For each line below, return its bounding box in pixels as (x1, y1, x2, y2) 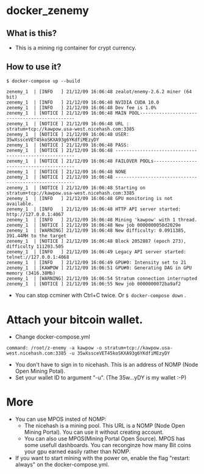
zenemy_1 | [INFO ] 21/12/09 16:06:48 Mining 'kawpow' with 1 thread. (6, 217, 198, 223)
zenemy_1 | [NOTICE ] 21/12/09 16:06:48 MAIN (6, 110, 127, 116)
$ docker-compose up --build (6, 77, 80, 84)
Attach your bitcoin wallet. (6, 313, 143, 326)
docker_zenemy (6, 4, 90, 18)
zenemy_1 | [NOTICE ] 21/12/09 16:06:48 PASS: (6, 142, 130, 148)
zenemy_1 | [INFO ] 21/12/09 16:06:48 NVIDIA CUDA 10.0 (6, 99, 160, 106)
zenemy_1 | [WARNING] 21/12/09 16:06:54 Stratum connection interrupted (6, 275, 198, 281)
